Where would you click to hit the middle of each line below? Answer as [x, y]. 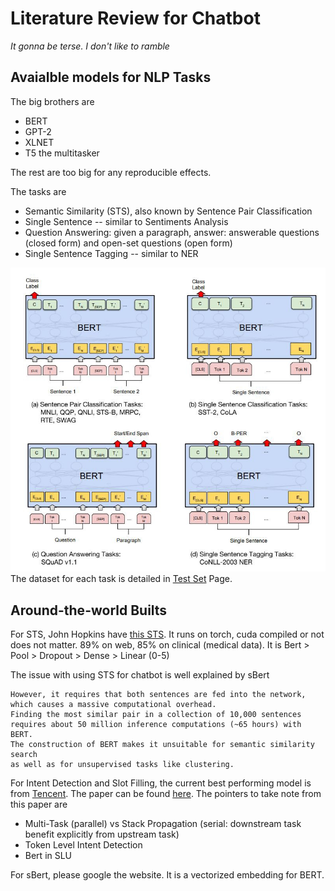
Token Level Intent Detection [83, 845]
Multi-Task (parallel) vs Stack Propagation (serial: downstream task [163, 823]
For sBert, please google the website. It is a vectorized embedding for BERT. [167, 875]
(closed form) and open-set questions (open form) [128, 243]
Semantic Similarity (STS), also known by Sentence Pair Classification [168, 211]
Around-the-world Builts [89, 610]
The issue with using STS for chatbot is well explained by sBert [140, 675]
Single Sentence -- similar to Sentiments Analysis [126, 221]
